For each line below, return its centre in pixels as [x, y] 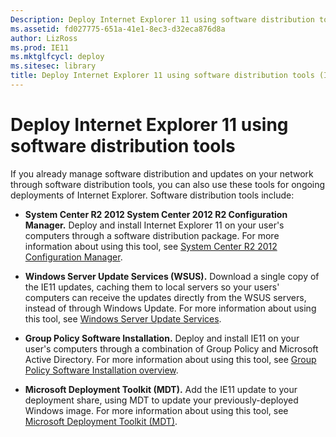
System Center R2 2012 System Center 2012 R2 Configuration [156, 214]
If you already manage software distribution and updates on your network [162, 173]
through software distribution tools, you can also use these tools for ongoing [168, 184]
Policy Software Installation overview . [101, 370]
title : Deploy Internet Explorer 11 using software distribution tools [162, 76]
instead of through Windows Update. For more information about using [170, 308]
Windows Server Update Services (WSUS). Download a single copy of [172, 276]
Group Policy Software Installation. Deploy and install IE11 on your [162, 338]
